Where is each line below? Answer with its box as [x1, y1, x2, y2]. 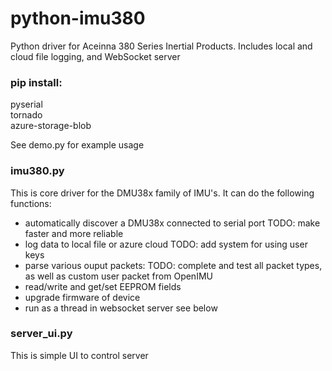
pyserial [10, 98, 43, 111]
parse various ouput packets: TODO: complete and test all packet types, [24, 259, 323, 271]
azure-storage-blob [10, 120, 92, 132]
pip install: [10, 75, 63, 89]
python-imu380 [10, 7, 146, 30]
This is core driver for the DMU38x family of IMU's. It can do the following [10, 187, 315, 199]
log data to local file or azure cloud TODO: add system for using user [24, 238, 308, 250]
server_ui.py [10, 327, 73, 341]
